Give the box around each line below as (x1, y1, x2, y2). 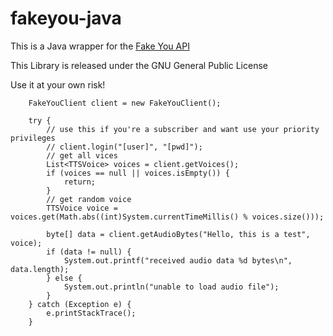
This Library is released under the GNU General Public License (10, 59, 268, 71)
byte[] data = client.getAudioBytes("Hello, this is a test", (46, 229, 311, 239)
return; (63, 177, 97, 187)
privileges (10, 133, 56, 143)
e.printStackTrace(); (46, 308, 137, 318)
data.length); (10, 264, 70, 274)
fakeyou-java (10, 7, 122, 30)
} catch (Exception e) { (28, 299, 132, 309)
